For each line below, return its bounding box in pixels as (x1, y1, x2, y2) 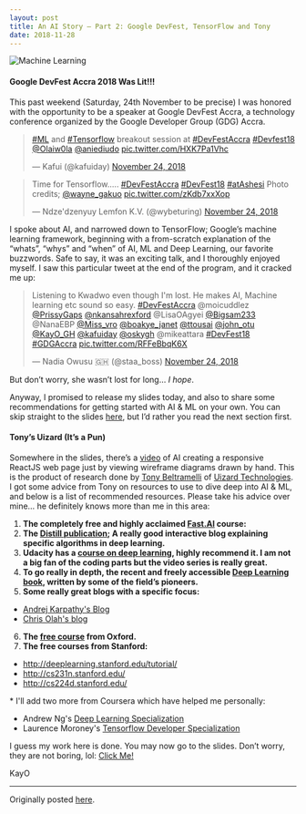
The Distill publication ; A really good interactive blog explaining (22, 528, 269, 539)
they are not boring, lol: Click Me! (9, 749, 134, 761)
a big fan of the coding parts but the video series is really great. (22, 557, 269, 568)
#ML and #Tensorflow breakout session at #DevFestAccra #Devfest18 (31, 133, 296, 144)
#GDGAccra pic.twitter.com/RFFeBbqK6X (31, 338, 189, 349)
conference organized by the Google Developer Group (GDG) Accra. (9, 116, 266, 127)
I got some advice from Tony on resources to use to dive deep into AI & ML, (9, 480, 293, 492)
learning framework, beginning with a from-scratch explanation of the (9, 233, 271, 244)
